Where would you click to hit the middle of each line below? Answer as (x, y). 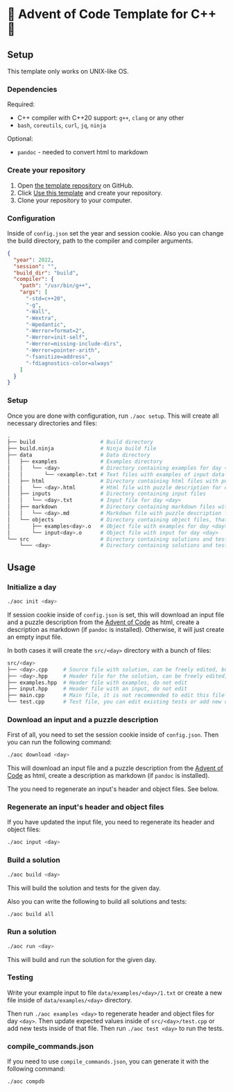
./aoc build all (31, 914)
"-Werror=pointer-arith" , (63, 350)
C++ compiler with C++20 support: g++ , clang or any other (101, 118)
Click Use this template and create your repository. (90, 193)
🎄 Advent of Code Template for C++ (112, 14)
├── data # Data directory (79, 455)
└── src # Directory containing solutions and (110, 539)
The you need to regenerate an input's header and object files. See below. (113, 789)
